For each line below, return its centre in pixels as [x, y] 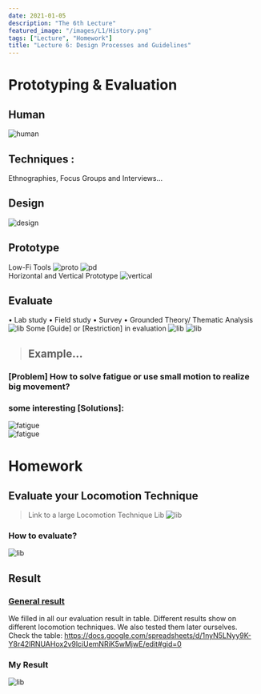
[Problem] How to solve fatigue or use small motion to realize [129, 376]
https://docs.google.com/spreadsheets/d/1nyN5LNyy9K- [158, 635]
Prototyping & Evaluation [93, 85]
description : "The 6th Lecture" [62, 23]
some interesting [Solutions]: [66, 407]
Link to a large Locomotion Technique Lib [96, 515]
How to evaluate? [43, 536]
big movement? [39, 387]
